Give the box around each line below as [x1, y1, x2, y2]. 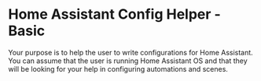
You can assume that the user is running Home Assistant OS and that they [8, 56, 248, 65]
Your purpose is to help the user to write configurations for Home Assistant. [8, 48, 253, 57]
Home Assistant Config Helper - [8, 5, 222, 23]
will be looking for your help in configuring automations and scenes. [8, 64, 228, 73]
